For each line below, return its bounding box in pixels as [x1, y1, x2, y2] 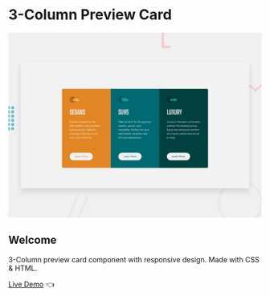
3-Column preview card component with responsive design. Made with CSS [8, 254, 260, 264]
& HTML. [8, 263, 38, 273]
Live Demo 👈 [8, 279, 55, 289]
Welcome [8, 233, 57, 247]
